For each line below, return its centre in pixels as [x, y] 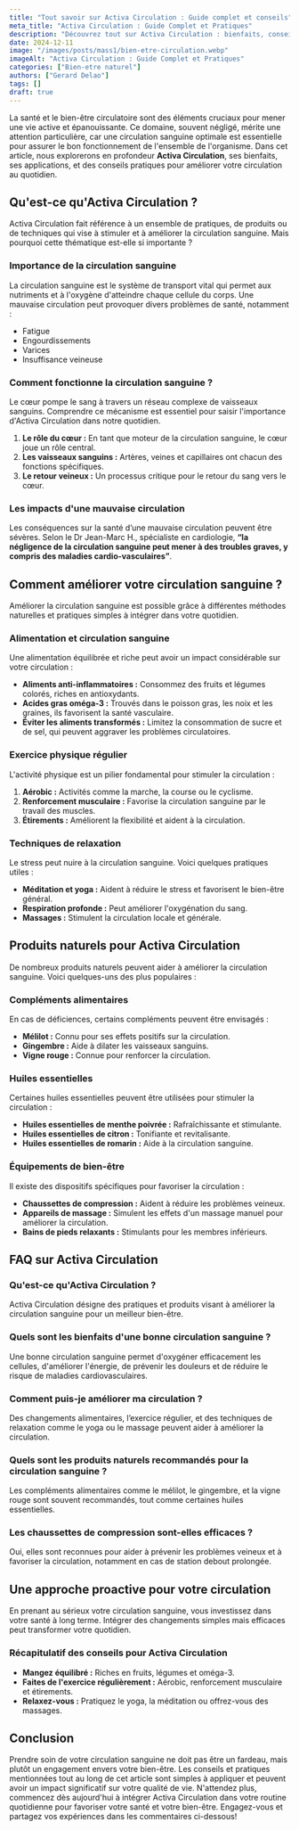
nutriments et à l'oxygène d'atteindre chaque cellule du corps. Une [132, 294]
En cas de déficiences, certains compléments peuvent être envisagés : [139, 1019]
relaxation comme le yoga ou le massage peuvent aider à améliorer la [137, 1427]
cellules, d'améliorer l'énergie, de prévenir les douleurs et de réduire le [139, 1366]
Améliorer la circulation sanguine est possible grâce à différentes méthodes [148, 606]
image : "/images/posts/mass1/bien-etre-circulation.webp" [119, 51]
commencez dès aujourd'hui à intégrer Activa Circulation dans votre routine [148, 1798]
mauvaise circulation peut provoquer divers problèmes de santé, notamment [149, 304]
